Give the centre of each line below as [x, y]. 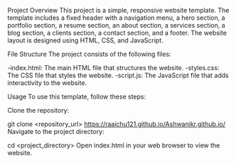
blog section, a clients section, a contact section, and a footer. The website [117, 33]
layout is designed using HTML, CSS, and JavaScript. [85, 40]
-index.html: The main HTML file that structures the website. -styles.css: [113, 68]
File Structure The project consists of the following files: [90, 54]
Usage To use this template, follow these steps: [77, 96]
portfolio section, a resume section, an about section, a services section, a [116, 25]
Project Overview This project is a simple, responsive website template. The [118, 10]
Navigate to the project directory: [56, 131]
